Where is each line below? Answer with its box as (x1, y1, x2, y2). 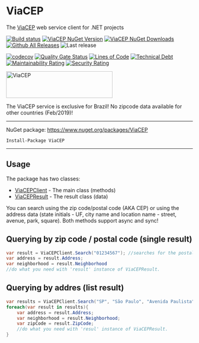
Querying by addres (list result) (6, 283, 124, 293)
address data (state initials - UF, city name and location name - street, (6, 211, 176, 218)
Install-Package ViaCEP (6, 138, 65, 144)
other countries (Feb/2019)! (6, 109, 73, 116)
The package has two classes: (6, 175, 81, 182)
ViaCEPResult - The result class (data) (14, 193, 108, 200)
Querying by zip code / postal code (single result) (6, 234, 192, 244)
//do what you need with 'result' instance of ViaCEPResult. (6, 266, 161, 272)
